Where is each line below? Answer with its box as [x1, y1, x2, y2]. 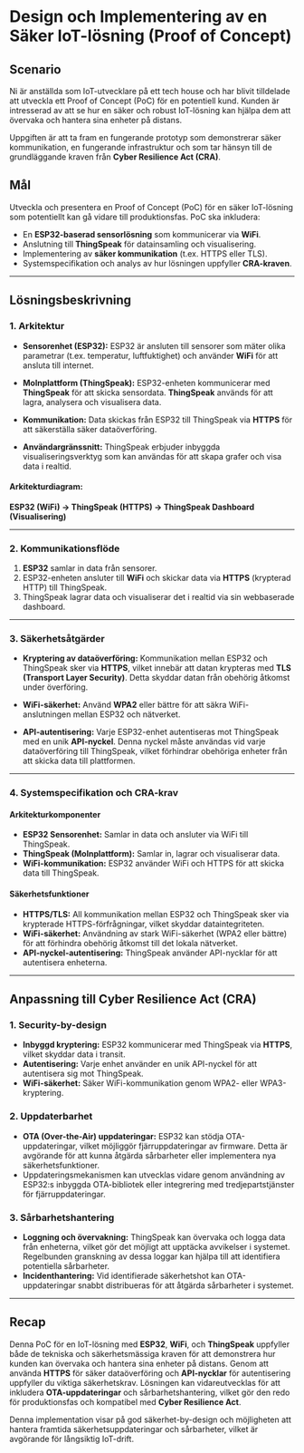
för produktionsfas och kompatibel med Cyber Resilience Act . [9, 1396, 242, 1407]
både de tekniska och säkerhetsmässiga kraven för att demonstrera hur [9, 1348, 276, 1359]
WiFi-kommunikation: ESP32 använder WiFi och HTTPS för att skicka [22, 858, 285, 869]
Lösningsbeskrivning [9, 293, 132, 308]
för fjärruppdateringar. [22, 1188, 106, 1199]
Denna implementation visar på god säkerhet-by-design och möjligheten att [9, 1414, 292, 1425]
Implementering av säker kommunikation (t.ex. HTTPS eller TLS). [22, 247, 268, 259]
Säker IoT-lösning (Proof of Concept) [9, 25, 292, 46]
